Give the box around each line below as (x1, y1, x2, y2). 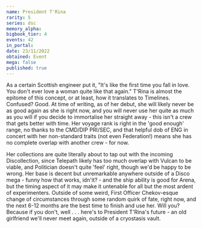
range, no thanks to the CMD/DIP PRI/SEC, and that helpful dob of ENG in (6, 126, 189, 133)
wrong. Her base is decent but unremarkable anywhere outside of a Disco (6, 170, 190, 177)
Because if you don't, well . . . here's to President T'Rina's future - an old (6, 209, 187, 216)
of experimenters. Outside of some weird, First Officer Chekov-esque (6, 189, 178, 197)
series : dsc (6, 20, 36, 26)
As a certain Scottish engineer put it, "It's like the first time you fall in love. (6, 81, 190, 89)
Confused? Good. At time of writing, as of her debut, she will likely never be (6, 101, 194, 108)
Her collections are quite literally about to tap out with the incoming (6, 151, 173, 158)
